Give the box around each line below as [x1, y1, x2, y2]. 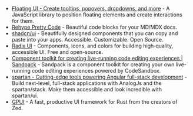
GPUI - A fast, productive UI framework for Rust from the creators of [11, 98, 178, 105]
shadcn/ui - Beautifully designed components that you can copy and [11, 30, 178, 37]
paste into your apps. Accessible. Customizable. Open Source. [11, 36, 164, 43]
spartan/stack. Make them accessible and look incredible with [11, 86, 162, 93]
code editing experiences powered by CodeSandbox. [32, 67, 161, 74]
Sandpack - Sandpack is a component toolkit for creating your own [11, 61, 175, 68]
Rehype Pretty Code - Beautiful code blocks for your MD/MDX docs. [11, 23, 178, 30]
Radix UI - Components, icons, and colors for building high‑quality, [11, 42, 174, 49]
